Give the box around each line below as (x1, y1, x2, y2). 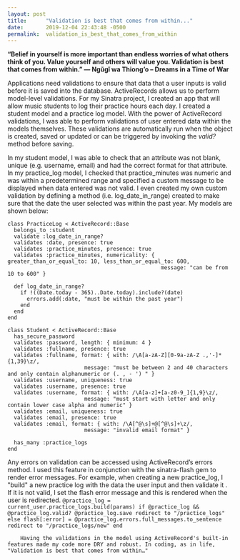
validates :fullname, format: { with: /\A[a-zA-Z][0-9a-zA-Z (14, 351, 200, 359)
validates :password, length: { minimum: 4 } (14, 339, 152, 346)
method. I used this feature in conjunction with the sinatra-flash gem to (7, 466, 216, 474)
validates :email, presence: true (14, 414, 116, 421)
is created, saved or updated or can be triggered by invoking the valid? (7, 132, 216, 141)
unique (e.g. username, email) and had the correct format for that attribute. (7, 161, 228, 170)
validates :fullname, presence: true (14, 346, 126, 353)
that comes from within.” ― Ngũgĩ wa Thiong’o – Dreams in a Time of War (7, 65, 229, 74)
